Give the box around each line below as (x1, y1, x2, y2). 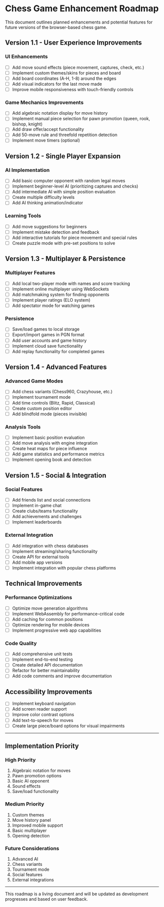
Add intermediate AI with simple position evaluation (12, 189, 116, 195)
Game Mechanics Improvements (5, 99, 84, 106)
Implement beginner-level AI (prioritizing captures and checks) (12, 183, 139, 189)
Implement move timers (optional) (12, 138, 81, 143)
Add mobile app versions (12, 559, 62, 565)
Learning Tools (5, 213, 41, 219)
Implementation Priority (5, 742, 79, 750)
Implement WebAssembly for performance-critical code (12, 611, 124, 617)
